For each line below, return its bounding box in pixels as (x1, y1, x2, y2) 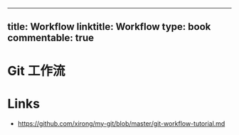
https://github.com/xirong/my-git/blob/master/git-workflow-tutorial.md (17, 119, 225, 128)
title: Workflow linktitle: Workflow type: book (7, 21, 211, 33)
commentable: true (7, 32, 95, 44)
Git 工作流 (7, 63, 65, 79)
